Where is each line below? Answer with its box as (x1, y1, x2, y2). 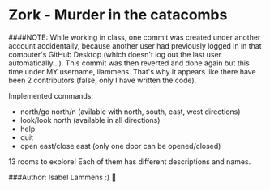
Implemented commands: (8, 91, 94, 100)
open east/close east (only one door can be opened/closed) (19, 141, 221, 150)
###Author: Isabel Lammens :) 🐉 (8, 172, 117, 182)
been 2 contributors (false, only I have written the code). (8, 75, 197, 85)
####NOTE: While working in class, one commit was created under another (8, 32, 261, 42)
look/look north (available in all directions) (19, 115, 161, 125)
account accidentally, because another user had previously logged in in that (8, 40, 262, 50)
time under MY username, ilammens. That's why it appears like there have (8, 66, 257, 76)
